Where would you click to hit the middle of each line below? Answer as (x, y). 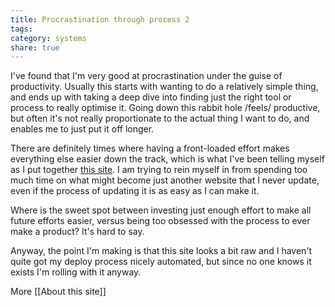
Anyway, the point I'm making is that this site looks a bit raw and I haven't (161, 251)
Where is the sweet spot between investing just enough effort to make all (161, 210)
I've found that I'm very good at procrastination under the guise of (146, 76)
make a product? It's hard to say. (77, 232)
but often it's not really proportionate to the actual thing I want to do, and (160, 118)
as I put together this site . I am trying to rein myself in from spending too (159, 170)
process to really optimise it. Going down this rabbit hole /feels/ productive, (165, 108)
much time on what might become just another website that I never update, (165, 180)
